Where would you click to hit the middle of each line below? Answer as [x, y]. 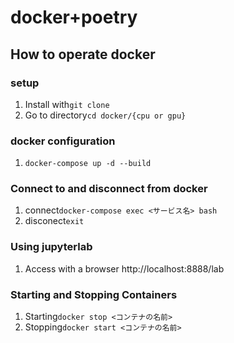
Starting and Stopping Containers [94, 294]
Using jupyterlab [51, 247]
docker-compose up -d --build [88, 164]
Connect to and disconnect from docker [109, 189]
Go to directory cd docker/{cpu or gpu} [105, 115]
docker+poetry [74, 17]
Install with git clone [67, 104]
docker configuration [63, 141]
